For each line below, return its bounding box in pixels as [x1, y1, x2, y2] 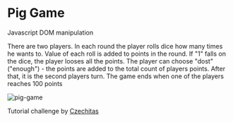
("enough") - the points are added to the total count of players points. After [7, 64, 226, 73]
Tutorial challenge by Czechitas [7, 106, 99, 115]
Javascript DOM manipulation [7, 28, 94, 37]
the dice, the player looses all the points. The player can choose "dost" [7, 56, 214, 65]
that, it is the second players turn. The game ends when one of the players [7, 72, 225, 80]
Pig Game [7, 5, 65, 21]
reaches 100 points [7, 79, 63, 87]
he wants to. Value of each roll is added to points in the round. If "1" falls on [7, 49, 226, 58]
